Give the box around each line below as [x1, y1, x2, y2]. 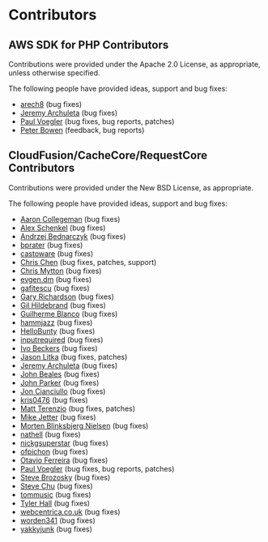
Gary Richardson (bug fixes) [19, 292, 115, 301]
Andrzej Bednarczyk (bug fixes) [19, 231, 126, 241]
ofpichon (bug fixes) [19, 446, 89, 456]
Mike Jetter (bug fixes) [19, 412, 96, 422]
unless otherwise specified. [8, 68, 100, 78]
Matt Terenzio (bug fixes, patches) [19, 403, 136, 413]
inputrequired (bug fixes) [19, 335, 104, 344]
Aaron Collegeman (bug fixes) [19, 214, 121, 224]
